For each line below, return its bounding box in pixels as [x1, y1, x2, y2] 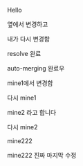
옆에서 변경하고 [7, 20, 48, 28]
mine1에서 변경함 [7, 79, 53, 87]
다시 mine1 [7, 93, 37, 102]
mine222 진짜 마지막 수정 [7, 151, 77, 159]
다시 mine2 [7, 123, 38, 131]
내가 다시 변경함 [7, 35, 50, 43]
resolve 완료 [7, 50, 41, 57]
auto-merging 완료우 [7, 64, 65, 72]
